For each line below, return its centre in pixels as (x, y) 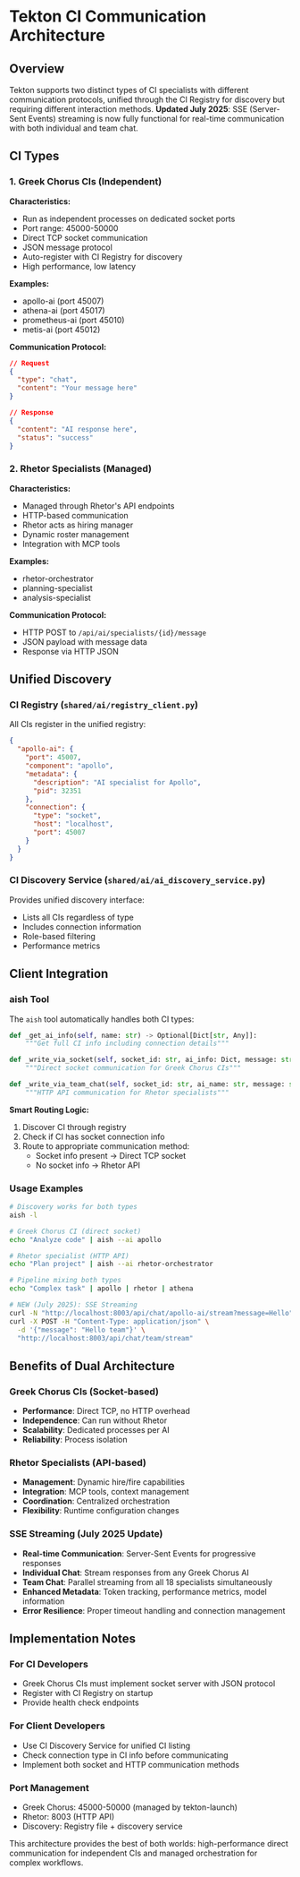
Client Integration (59, 974)
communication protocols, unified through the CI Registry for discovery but (147, 99)
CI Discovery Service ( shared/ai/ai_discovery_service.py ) (137, 880)
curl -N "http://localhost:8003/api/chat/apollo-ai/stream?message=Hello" (151, 1313)
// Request (29, 363)
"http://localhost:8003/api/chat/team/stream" (105, 1338)
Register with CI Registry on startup (87, 1693)
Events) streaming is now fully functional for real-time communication (156, 119)
